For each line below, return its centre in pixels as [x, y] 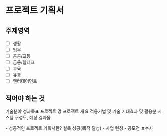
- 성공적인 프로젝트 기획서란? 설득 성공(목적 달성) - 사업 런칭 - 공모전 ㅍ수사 [79, 128]
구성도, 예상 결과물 [33, 118]
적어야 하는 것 [25, 98]
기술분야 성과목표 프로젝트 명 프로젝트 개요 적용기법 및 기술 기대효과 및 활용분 [81, 111]
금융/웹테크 [24, 62]
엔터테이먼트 [25, 81]
